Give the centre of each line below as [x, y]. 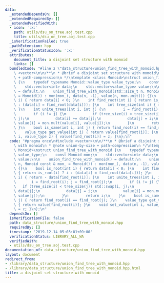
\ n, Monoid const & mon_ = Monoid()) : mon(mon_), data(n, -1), [82, 164]
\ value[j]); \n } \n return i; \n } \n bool [78, 196]
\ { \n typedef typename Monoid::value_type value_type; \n [77, 82]
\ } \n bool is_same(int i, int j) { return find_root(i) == [80, 127]
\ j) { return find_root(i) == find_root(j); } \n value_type [81, 200]
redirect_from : [20, 259]
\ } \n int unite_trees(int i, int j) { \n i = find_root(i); [87, 110]
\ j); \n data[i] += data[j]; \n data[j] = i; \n [86, 118]
